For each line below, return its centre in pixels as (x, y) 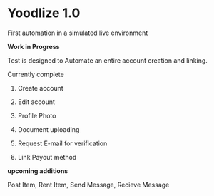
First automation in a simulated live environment (78, 33)
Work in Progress (34, 46)
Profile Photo (37, 115)
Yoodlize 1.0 (44, 13)
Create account (41, 88)
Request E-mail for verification (62, 143)
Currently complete (36, 74)
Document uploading (49, 129)
